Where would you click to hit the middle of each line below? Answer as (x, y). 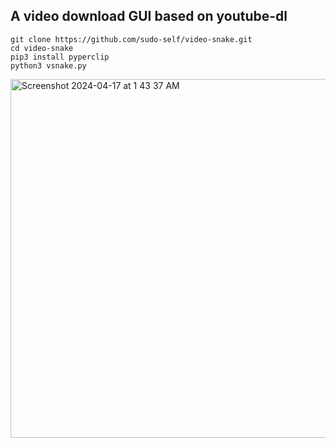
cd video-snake (42, 48)
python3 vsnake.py (48, 65)
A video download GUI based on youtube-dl (149, 16)
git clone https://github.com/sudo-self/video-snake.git (131, 39)
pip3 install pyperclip (60, 57)
